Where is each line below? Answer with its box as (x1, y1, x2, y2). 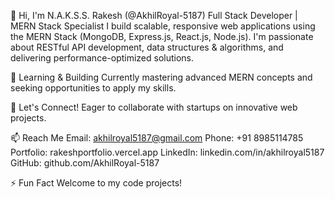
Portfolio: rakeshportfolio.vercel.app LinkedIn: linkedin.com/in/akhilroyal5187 (10, 146, 325, 158)
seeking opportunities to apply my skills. (10, 82, 177, 94)
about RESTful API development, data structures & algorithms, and (10, 41, 284, 53)
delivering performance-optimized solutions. (10, 52, 195, 64)
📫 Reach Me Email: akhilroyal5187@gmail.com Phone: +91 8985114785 (10, 132, 304, 144)
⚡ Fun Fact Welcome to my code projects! (10, 177, 183, 189)
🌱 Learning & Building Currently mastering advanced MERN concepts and (10, 71, 313, 83)
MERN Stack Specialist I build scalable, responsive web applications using (10, 20, 316, 32)
